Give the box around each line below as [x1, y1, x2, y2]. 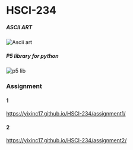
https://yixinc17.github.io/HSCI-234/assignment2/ [6, 137, 127, 144]
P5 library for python [6, 52, 59, 60]
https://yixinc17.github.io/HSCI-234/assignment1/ [6, 110, 126, 117]
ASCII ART [6, 23, 33, 30]
